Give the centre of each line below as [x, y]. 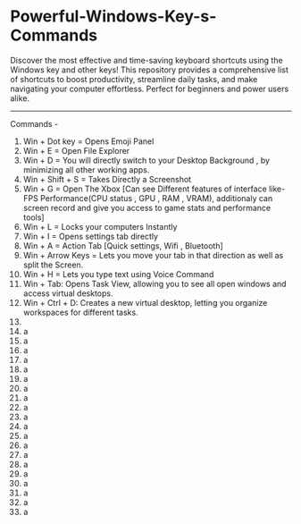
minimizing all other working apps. [86, 169]
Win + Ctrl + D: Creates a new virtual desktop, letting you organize [145, 302]
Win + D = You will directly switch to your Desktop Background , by [146, 160]
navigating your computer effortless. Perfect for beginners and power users [150, 89]
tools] [33, 217]
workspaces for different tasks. [80, 312]
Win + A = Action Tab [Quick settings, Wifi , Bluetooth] [123, 245]
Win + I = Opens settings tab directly [91, 236]
